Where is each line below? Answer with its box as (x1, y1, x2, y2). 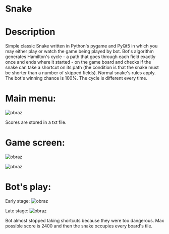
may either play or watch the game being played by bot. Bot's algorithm (5, 49, 154, 55)
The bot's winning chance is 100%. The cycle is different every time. (5, 75, 148, 81)
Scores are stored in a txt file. (5, 119, 67, 125)
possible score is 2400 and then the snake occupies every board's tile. (5, 223, 153, 229)
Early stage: (5, 198, 30, 204)
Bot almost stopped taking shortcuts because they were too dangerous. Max (5, 217, 164, 223)
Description (5, 26, 55, 38)
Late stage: (5, 208, 29, 214)
